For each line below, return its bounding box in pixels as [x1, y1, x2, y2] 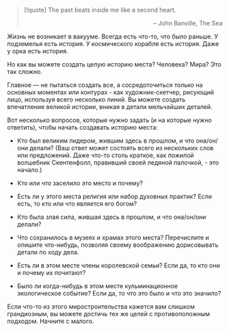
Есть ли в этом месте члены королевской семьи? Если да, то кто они [16, 261, 220, 270]
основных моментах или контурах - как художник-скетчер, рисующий [7, 88, 214, 96]
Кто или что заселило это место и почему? [16, 179, 144, 187]
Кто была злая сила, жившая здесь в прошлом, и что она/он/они [16, 213, 206, 221]
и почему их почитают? [16, 269, 86, 276]
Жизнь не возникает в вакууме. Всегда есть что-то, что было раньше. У [7, 32, 219, 40]
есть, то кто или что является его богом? [16, 200, 137, 208]
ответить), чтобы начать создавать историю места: [7, 123, 159, 131]
